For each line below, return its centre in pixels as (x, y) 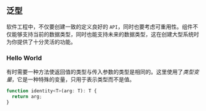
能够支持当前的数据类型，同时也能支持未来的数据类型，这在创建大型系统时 (105, 34)
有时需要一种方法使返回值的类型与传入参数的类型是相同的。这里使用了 (95, 72)
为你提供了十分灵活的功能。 (41, 42)
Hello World (24, 58)
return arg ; (27, 96)
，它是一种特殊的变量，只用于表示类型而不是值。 (73, 79)
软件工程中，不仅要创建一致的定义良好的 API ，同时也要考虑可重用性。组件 (100, 27)
